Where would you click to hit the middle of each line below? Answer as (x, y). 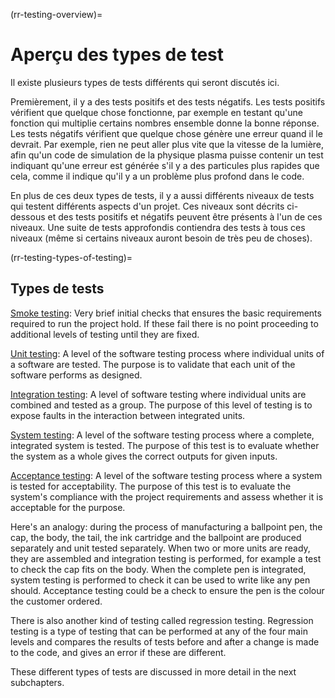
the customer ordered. (56, 601)
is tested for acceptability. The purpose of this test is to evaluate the (151, 486)
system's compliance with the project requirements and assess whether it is (167, 496)
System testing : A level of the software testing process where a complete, (162, 435)
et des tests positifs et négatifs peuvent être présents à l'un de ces (185, 216)
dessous (28, 216)
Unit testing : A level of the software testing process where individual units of (167, 353)
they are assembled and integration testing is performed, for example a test (166, 558)
